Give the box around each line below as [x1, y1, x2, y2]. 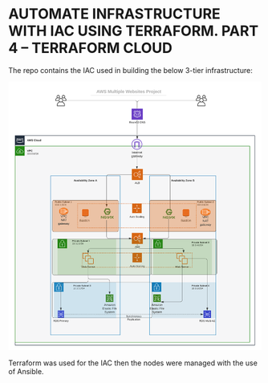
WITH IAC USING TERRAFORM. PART [8, 22, 259, 40]
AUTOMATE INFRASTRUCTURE [8, 5, 221, 23]
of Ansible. [8, 366, 44, 376]
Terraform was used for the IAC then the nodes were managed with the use [8, 358, 258, 368]
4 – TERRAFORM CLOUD [8, 39, 173, 57]
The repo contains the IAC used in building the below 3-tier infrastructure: [8, 65, 253, 75]
